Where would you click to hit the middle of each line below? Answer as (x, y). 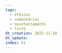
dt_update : (17, 38)
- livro (18, 29)
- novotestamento (28, 24)
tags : (11, 10)
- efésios (20, 15)
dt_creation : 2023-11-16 (31, 33)
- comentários (24, 19)
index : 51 (16, 43)
